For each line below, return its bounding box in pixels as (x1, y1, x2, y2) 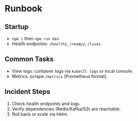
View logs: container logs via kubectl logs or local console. (11, 68, 134, 74)
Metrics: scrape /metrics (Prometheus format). (11, 73, 108, 79)
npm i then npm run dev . (11, 35, 60, 41)
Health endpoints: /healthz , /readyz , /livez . (11, 41, 102, 47)
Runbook (4, 3, 43, 14)
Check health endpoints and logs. (11, 100, 81, 106)
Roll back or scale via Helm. (11, 111, 69, 117)
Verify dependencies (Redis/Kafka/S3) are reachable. (11, 106, 121, 112)
